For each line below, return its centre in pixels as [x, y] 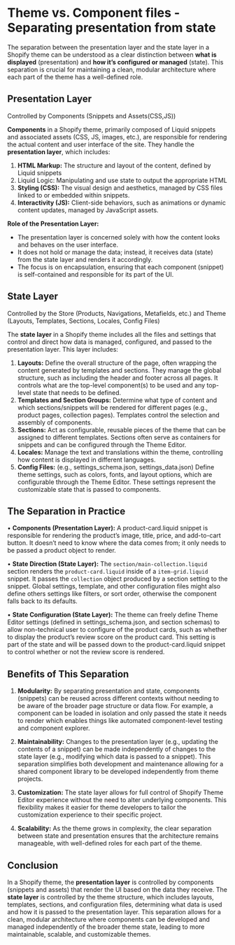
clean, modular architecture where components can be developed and [108, 919]
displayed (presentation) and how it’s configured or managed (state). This [115, 62]
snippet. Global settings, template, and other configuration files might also [114, 586]
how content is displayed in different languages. [86, 460]
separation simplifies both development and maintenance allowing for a [120, 764]
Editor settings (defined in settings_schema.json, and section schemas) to [114, 622]
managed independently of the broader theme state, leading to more [106, 927]
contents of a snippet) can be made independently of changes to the [116, 749]
